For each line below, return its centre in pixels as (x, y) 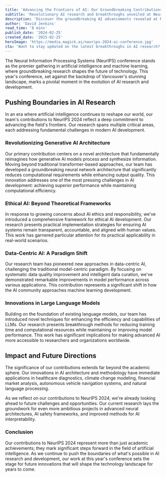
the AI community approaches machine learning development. (68, 290)
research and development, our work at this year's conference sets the (77, 459)
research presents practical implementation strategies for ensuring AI (76, 225)
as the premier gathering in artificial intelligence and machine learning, (77, 66)
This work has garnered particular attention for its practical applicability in (80, 235)
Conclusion (19, 432)
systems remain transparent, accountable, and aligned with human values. (81, 230)
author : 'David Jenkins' (31, 24)
